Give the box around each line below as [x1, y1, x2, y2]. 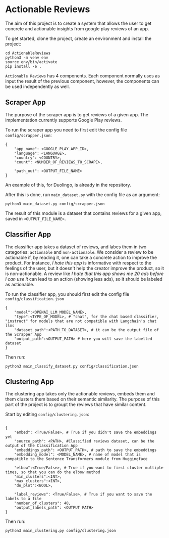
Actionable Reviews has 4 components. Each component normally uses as [5, 72, 160, 79]
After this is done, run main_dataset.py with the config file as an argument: [5, 191, 160, 198]
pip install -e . [5, 64, 42, 69]
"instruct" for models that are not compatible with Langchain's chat [5, 319, 157, 324]
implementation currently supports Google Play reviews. [5, 117, 122, 123]
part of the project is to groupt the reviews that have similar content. [5, 401, 147, 408]
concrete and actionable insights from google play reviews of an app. [5, 25, 149, 31]
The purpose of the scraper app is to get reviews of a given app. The [5, 111, 149, 117]
